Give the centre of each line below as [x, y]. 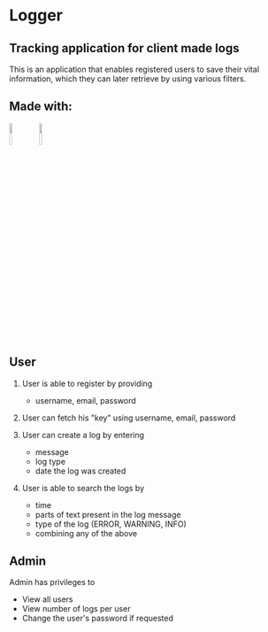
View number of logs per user [76, 609]
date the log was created [80, 471]
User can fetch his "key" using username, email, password [129, 418]
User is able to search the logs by [83, 488]
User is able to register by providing [87, 383]
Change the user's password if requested [98, 618]
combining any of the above [86, 533]
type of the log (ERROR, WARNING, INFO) [111, 524]
